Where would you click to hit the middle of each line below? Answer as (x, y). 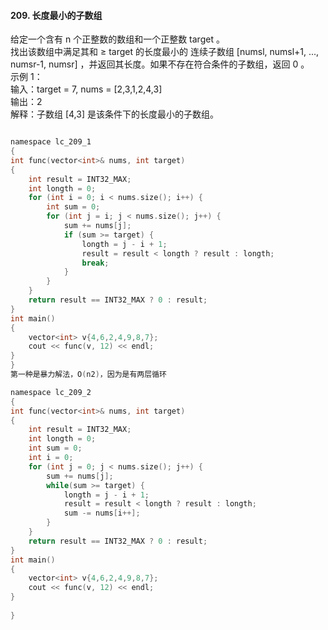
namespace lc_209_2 (51, 392)
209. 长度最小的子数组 (56, 15)
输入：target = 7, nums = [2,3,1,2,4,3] (86, 89)
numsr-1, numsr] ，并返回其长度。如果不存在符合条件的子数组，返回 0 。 (160, 64)
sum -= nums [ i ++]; (102, 513)
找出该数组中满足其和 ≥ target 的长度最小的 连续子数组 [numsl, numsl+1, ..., (165, 52)
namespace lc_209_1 (51, 142)
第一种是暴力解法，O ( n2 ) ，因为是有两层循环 (88, 375)
